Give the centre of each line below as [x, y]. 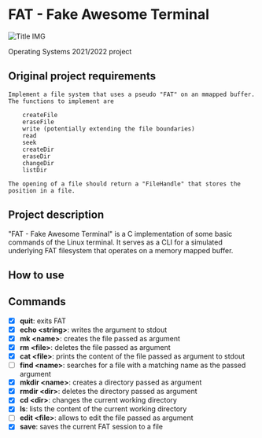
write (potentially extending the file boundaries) [109, 129]
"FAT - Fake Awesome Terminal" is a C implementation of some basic [120, 234]
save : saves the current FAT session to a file [91, 427]
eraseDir [37, 156]
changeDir [39, 163]
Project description [56, 215]
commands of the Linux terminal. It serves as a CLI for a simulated [115, 242]
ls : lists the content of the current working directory [103, 409]
